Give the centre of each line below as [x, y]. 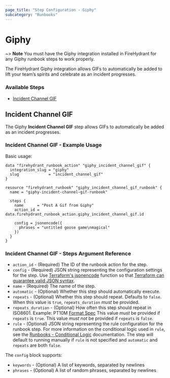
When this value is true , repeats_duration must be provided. [76, 303]
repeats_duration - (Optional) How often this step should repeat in [82, 308]
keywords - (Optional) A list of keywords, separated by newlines [78, 365]
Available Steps [25, 88]
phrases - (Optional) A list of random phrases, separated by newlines [84, 370]
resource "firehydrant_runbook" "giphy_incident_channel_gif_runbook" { [84, 187]
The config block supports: [34, 355]
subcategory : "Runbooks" [31, 15]
